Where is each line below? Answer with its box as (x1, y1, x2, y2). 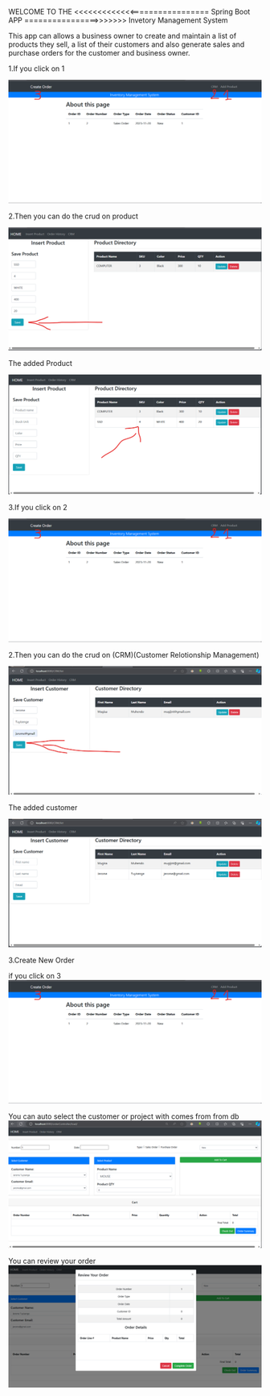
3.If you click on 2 (8, 503, 67, 513)
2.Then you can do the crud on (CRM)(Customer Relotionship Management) (8, 650, 260, 660)
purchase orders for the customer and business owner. (8, 48, 190, 57)
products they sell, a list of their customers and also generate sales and (8, 39, 245, 49)
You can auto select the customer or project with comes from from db (8, 1111, 239, 1121)
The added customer (8, 802, 78, 812)
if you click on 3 (8, 970, 62, 980)
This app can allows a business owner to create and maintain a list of (8, 31, 237, 40)
